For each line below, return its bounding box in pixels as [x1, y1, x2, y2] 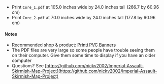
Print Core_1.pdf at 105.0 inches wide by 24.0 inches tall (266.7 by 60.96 [11, 4, 159, 10]
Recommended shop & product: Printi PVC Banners [11, 42, 116, 48]
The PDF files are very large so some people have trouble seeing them [11, 47, 155, 53]
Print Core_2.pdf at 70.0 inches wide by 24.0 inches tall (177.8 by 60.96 [11, 15, 156, 20]
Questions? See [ [11, 63, 47, 69]
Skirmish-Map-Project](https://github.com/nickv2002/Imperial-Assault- [11, 68, 157, 74]
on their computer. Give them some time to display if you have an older [11, 53, 156, 58]
